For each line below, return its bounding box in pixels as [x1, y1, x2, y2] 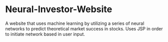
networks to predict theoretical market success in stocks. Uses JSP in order [5, 25, 163, 31]
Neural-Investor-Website [5, 4, 113, 15]
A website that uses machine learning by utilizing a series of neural [5, 20, 145, 26]
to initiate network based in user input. [5, 31, 85, 37]
